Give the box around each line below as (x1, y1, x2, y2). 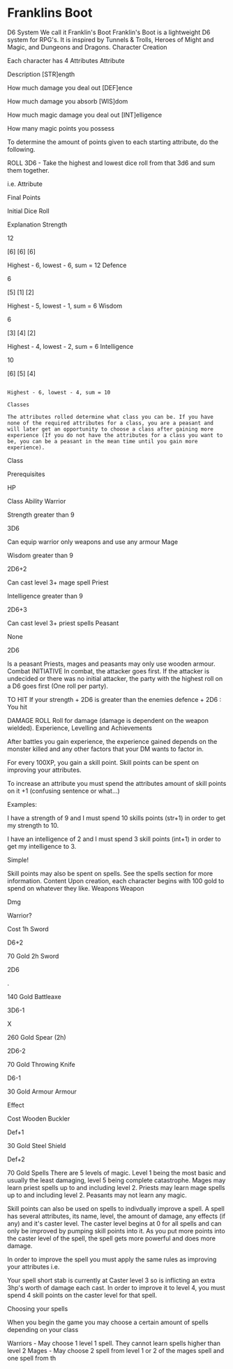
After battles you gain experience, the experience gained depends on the (7, 737, 218, 745)
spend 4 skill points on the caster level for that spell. (7, 1291, 158, 1299)
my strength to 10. (7, 821, 59, 829)
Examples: (7, 800, 37, 808)
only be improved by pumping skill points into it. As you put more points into (7, 1226, 225, 1235)
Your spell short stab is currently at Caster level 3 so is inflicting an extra (7, 1276, 216, 1284)
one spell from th (7, 1354, 57, 1362)
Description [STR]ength (7, 70, 75, 78)
